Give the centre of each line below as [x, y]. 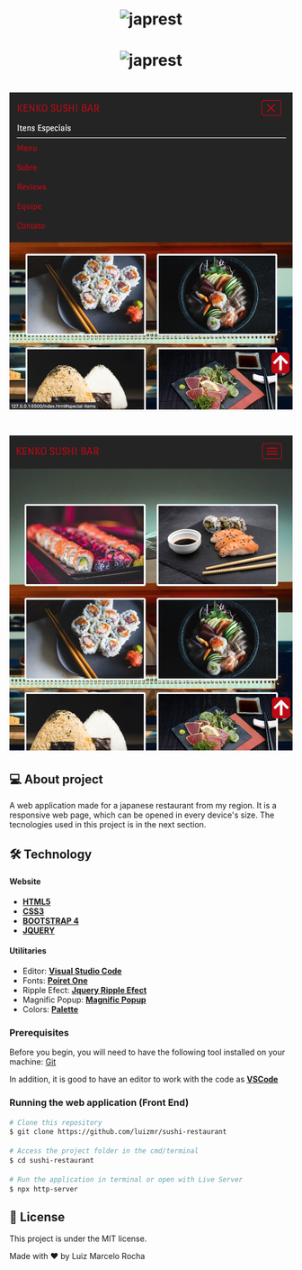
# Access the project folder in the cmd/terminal [104, 1151]
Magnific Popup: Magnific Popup [84, 1000]
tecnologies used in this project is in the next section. [108, 825]
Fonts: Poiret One [55, 980]
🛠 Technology [51, 854]
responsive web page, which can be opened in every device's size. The [142, 815]
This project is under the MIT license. [78, 1238]
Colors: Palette [50, 1009]
